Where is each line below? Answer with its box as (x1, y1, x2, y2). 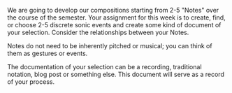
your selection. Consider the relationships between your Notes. (7, 28, 189, 36)
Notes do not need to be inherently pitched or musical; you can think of (7, 42, 212, 50)
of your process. (7, 78, 55, 86)
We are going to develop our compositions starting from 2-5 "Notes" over (7, 6, 219, 14)
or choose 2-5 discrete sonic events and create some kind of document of (7, 21, 222, 29)
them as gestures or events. (7, 49, 88, 57)
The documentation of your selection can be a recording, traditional (7, 63, 202, 71)
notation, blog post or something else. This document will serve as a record (7, 70, 225, 78)
